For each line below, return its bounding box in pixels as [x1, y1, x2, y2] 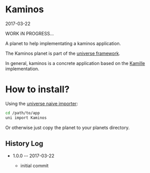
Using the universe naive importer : [5, 100, 78, 106]
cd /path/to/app [5, 110, 40, 116]
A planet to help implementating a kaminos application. [5, 40, 121, 47]
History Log [5, 139, 44, 148]
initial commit [20, 163, 49, 169]
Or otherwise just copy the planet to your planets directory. [5, 124, 130, 131]
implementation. [5, 66, 39, 72]
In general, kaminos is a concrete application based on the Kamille [5, 60, 145, 66]
